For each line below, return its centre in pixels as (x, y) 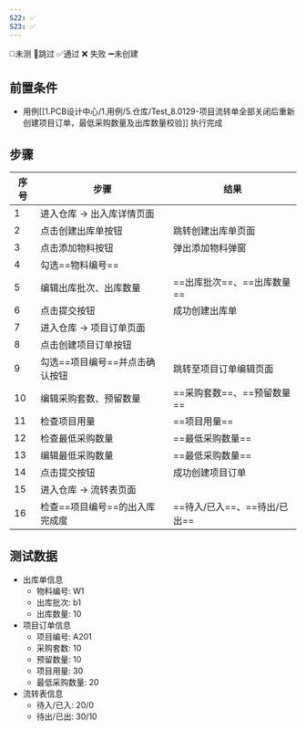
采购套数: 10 (59, 648)
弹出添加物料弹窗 (209, 248)
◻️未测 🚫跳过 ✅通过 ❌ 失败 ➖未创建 (74, 53)
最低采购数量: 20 (67, 682)
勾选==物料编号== (80, 266)
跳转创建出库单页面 (214, 231)
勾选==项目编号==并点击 (93, 362)
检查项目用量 (68, 422)
